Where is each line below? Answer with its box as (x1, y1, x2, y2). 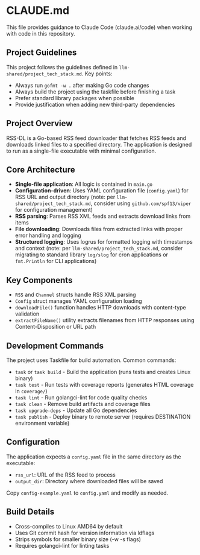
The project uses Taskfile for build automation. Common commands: (6, 357, 177, 364)
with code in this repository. (6, 30, 75, 37)
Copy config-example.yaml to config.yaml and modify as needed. (6, 489, 169, 496)
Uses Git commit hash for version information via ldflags (14, 529, 155, 536)
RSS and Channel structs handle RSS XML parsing (14, 291, 137, 299)
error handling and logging (14, 232, 81, 239)
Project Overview (6, 118, 73, 128)
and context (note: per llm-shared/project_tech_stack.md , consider (14, 245, 183, 252)
